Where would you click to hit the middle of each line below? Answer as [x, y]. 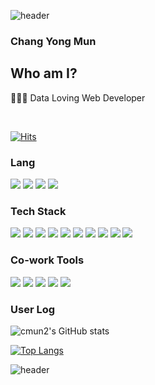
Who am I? [44, 73]
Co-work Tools [47, 260]
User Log [33, 309]
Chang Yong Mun [53, 41]
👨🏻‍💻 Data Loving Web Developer [78, 97]
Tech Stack [38, 211]
